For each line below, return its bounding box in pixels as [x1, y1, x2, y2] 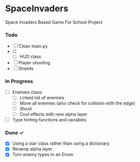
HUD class [19, 54, 41, 59]
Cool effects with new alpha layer [19, 111, 88, 117]
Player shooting [18, 60, 51, 66]
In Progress [5, 78, 34, 85]
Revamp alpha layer [12, 146, 53, 152]
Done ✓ [5, 129, 24, 136]
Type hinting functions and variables [12, 116, 87, 123]
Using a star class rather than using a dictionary [12, 140, 110, 146]
